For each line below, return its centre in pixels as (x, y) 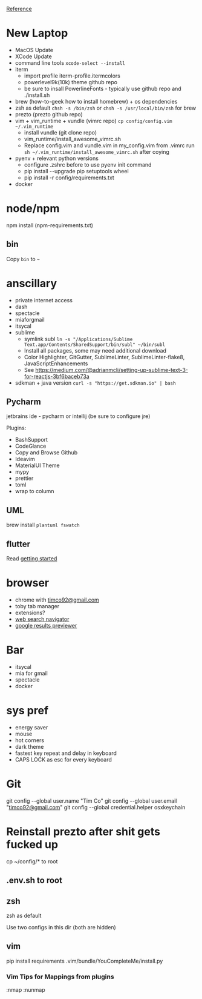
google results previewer (46, 626)
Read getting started (32, 559)
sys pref (28, 711)
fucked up (32, 845)
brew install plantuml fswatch (43, 525)
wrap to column (34, 491)
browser (28, 583)
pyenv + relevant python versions (57, 158)
